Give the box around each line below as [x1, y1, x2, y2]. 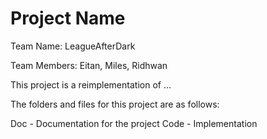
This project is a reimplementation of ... [10, 78, 172, 91]
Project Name [10, 7, 126, 30]
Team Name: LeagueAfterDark [10, 40, 136, 52]
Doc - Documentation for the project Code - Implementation [10, 117, 258, 129]
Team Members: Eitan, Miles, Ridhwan [10, 59, 168, 71]
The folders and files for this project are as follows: [10, 98, 220, 110]
